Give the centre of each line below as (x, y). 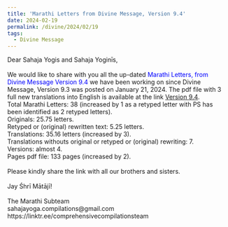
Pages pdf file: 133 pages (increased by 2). (69, 157)
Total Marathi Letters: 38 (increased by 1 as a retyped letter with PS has (110, 104)
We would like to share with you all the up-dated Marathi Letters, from (108, 75)
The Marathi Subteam (38, 201)
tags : (15, 33)
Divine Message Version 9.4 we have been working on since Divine (104, 82)
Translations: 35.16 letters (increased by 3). (69, 135)
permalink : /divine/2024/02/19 (53, 27)
